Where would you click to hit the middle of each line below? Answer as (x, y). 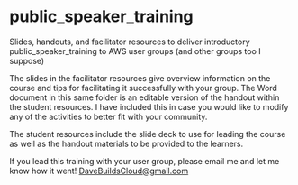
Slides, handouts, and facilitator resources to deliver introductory (130, 42)
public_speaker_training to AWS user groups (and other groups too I (135, 51)
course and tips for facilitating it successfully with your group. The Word (143, 88)
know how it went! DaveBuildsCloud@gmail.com (99, 171)
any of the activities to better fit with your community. (108, 116)
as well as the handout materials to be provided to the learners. (126, 143)
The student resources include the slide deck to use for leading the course (148, 134)
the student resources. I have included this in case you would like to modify (149, 106)
